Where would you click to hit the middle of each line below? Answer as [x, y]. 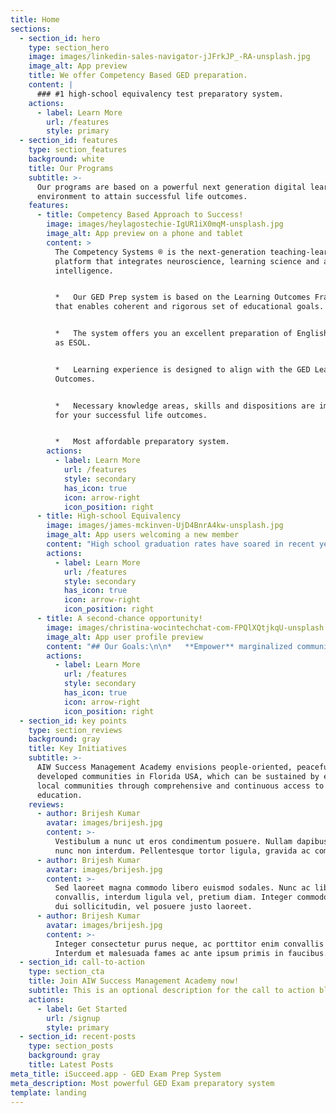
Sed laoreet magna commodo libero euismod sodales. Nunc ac [182, 888]
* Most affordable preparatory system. [142, 442]
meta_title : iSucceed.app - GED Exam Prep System [116, 1074]
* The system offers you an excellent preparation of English [191, 334]
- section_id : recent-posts [78, 1037]
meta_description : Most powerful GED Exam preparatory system [142, 1083]
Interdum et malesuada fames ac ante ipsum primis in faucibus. [191, 953]
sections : [31, 29]
